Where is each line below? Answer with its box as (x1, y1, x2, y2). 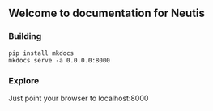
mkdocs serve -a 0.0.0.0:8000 (8, 56, 111, 64)
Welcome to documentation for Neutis (8, 6, 205, 20)
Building (8, 31, 42, 42)
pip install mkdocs (8, 49, 75, 58)
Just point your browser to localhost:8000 (8, 93, 149, 103)
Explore (8, 75, 40, 86)
